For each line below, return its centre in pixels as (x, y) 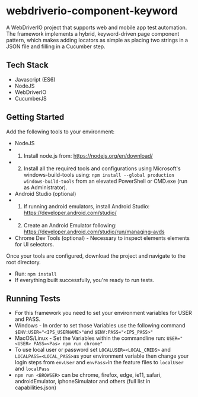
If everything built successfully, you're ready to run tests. (84, 280)
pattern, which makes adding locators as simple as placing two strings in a (97, 40)
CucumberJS (31, 98)
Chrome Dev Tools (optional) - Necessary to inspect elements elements (102, 238)
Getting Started (35, 117)
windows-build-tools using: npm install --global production (99, 174)
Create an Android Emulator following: (70, 225)
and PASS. (28, 319)
